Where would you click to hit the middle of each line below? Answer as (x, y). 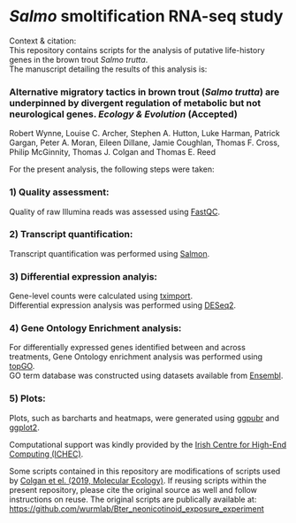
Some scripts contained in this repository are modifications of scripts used (145, 471)
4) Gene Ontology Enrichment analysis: (95, 328)
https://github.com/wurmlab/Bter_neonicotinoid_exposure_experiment (137, 508)
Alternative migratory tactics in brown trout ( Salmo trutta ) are (144, 92)
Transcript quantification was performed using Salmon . (110, 253)
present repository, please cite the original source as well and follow (133, 489)
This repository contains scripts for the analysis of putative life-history (137, 50)
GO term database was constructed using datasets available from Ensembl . (146, 376)
